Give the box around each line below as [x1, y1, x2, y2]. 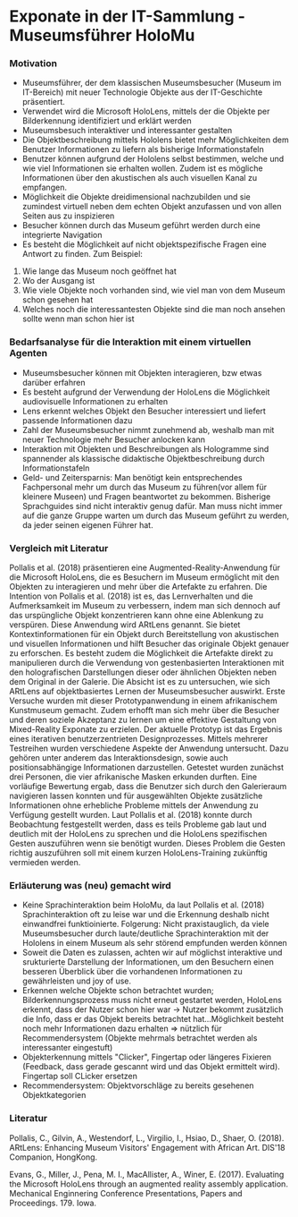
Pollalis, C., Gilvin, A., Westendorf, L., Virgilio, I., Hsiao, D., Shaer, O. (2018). [9, 1132, 285, 1143]
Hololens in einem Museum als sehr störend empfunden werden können [21, 938, 287, 949]
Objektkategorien [21, 1090, 87, 1101]
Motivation [9, 57, 58, 70]
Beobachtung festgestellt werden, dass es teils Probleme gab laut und [9, 819, 267, 830]
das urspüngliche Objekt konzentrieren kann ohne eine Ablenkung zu [9, 610, 264, 621]
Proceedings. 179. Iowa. [9, 1197, 96, 1208]
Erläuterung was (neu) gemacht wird [9, 880, 171, 891]
